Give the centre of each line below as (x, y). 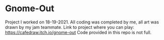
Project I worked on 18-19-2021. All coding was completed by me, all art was (82, 22)
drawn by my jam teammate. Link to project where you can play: (70, 27)
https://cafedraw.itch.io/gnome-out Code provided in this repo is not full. (78, 32)
